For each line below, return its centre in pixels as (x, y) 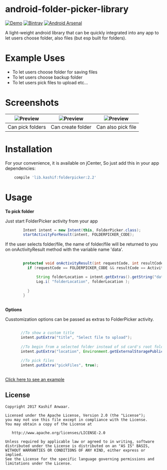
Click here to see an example (35, 380)
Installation (29, 149)
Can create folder (71, 127)
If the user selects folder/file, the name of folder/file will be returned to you (82, 244)
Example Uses (35, 58)
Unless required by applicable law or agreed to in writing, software (80, 442)
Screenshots (32, 103)
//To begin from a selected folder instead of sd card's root (86, 347)
